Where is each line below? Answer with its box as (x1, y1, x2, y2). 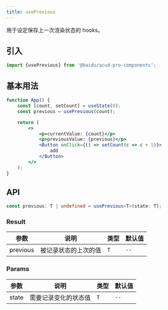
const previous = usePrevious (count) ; (17, 108, 116, 114)
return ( (17, 119, 40, 125)
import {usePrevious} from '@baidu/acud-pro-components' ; (6, 62, 156, 69)
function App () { (6, 97, 51, 103)
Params (6, 265, 29, 274)
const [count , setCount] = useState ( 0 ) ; (17, 103, 121, 109)
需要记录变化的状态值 (29, 293, 91, 301)
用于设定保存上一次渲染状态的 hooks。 (6, 26, 103, 33)
